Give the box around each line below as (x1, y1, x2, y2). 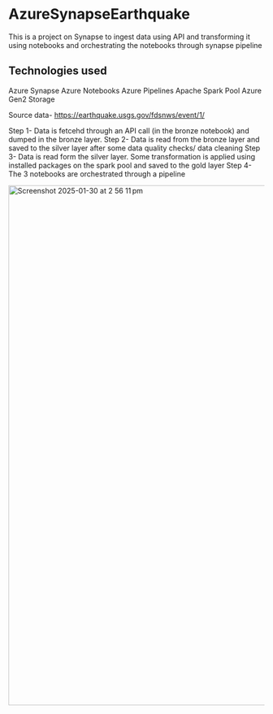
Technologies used (8, 64, 107, 78)
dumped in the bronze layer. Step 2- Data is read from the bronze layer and (8, 134, 260, 144)
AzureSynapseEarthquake (8, 5, 191, 24)
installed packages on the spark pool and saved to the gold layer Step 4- (8, 160, 252, 170)
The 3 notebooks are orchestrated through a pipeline (8, 168, 185, 179)
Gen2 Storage (8, 94, 55, 104)
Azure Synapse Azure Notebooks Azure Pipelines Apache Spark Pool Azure (8, 85, 262, 95)
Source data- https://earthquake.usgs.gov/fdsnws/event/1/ (8, 110, 206, 120)
